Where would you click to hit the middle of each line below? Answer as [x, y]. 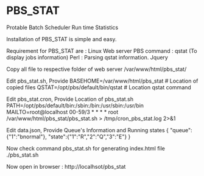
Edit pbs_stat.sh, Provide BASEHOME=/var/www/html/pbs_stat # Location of [102, 81]
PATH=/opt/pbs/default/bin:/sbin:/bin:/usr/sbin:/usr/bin [75, 105]
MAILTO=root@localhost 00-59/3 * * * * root [62, 112]
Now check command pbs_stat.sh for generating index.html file [86, 148]
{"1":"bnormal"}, [27, 137]
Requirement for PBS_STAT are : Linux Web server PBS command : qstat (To [102, 51]
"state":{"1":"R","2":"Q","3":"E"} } [89, 137]
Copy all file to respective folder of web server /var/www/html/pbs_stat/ [97, 69]
